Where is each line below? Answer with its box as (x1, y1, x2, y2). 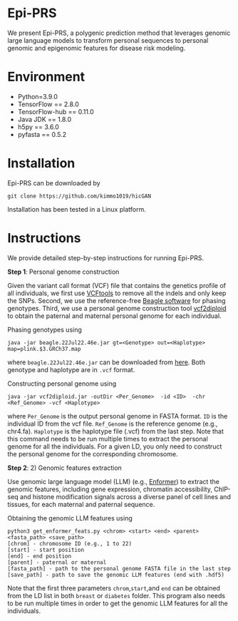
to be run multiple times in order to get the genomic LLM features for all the (7, 599, 228, 607)
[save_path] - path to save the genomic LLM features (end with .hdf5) (7, 571, 224, 578)
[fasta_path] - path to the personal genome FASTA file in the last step (7, 565, 232, 572)
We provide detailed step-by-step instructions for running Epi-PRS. (7, 253, 205, 262)
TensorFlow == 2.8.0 (17, 100, 80, 108)
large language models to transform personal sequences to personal (7, 36, 209, 44)
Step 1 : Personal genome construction (7, 267, 120, 276)
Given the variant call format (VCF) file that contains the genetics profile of (7, 281, 227, 289)
